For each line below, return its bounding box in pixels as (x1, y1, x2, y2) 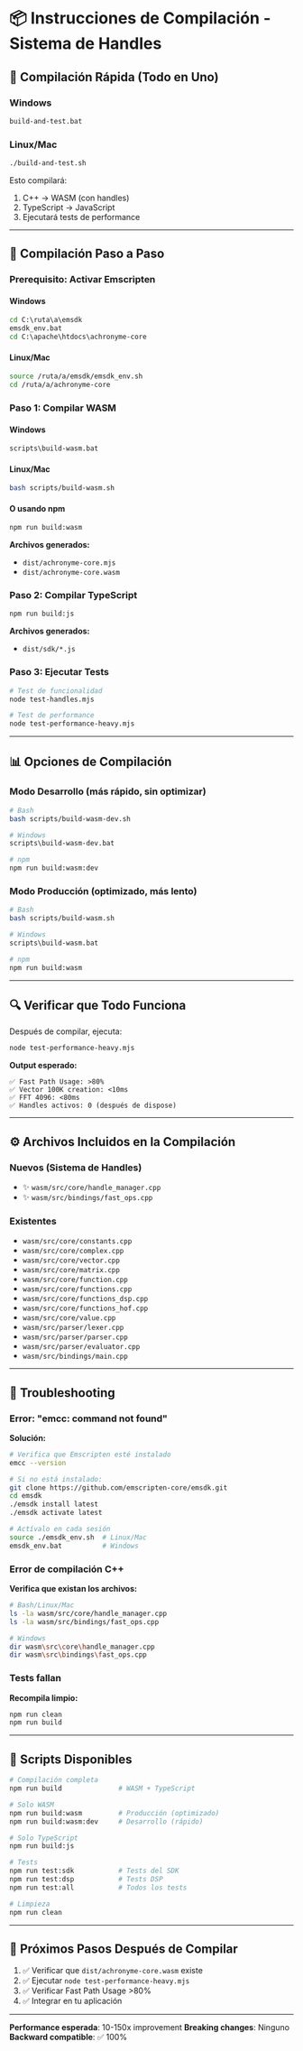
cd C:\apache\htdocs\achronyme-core (9, 332, 147, 342)
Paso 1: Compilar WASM (9, 402, 117, 414)
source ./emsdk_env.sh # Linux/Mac (9, 1532, 147, 1542)
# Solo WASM (9, 1800, 54, 1809)
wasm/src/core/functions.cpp (22, 1285, 133, 1294)
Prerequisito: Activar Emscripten (9, 273, 156, 286)
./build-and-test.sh (9, 159, 87, 168)
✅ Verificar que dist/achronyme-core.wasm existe (22, 1965, 203, 1976)
